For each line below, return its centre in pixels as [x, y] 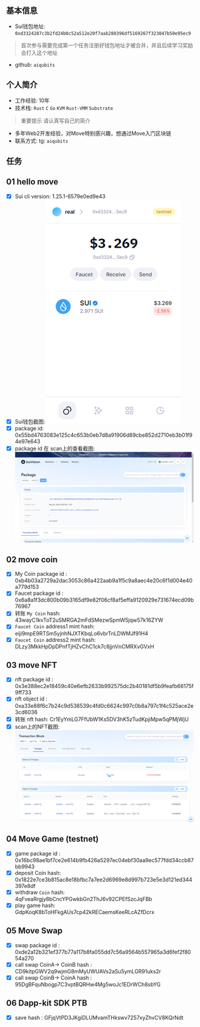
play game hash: [35, 905]
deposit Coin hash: [38, 872]
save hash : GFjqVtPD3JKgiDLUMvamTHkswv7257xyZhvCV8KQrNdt [99, 1017]
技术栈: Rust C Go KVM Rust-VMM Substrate [64, 108]
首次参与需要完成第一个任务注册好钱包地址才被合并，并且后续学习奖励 [107, 45]
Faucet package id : [39, 593]
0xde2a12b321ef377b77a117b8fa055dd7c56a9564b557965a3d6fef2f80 [103, 952]
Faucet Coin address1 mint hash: [55, 627]
